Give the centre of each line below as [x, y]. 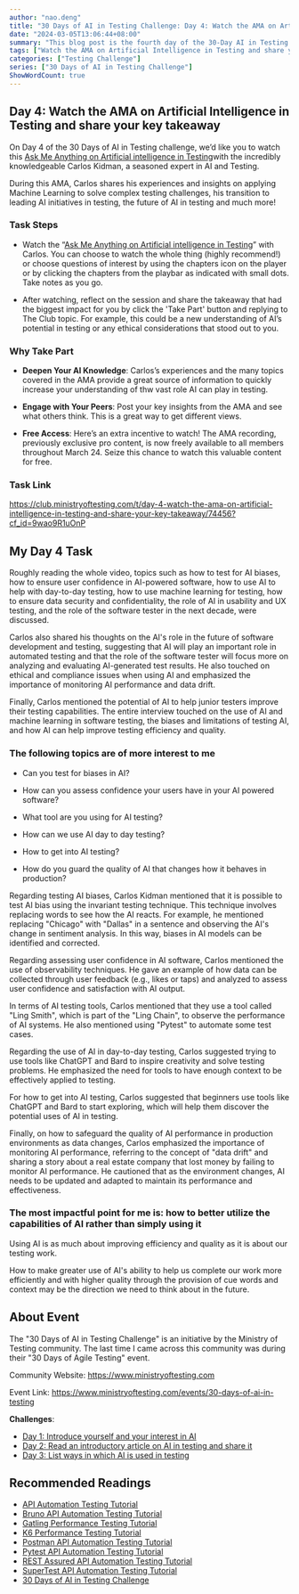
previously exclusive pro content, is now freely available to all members [153, 443]
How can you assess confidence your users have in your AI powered [148, 790]
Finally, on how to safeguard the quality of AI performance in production [141, 1133]
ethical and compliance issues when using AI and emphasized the [130, 675]
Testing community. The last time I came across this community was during [148, 1348]
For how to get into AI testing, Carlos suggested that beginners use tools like [149, 1097]
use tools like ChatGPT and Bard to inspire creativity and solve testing [137, 1060]
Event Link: [30, 1392]
